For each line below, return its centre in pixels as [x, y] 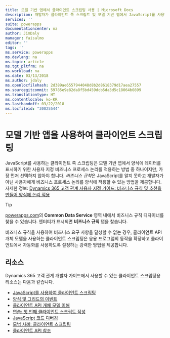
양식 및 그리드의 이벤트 [35, 299]
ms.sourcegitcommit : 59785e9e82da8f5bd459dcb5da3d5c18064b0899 [73, 90]
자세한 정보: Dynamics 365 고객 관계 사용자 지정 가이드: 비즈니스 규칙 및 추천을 [83, 188]
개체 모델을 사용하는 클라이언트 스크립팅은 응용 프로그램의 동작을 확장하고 [78, 238]
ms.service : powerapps [29, 52]
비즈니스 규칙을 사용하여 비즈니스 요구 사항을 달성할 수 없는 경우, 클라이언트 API [83, 232]
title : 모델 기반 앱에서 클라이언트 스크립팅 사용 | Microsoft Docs [69, 10]
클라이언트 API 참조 [32, 330]
